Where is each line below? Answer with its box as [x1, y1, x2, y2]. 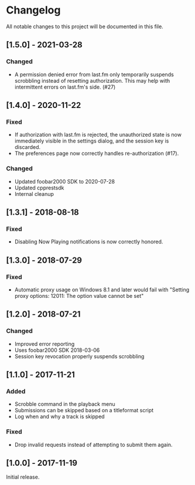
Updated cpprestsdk [14, 184, 64, 191]
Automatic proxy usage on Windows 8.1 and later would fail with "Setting [14, 286, 190, 293]
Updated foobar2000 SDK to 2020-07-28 [14, 178, 115, 185]
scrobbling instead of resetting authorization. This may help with [14, 77, 170, 84]
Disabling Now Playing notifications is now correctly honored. [14, 238, 163, 245]
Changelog [6, 4, 61, 17]
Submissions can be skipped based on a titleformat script [14, 407, 154, 414]
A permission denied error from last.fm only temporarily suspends [14, 71, 174, 78]
